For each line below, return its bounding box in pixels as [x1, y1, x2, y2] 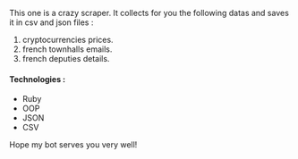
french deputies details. [21, 54, 110, 63]
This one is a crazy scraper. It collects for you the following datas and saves [9, 8, 289, 18]
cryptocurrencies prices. [21, 35, 114, 45]
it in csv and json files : [9, 17, 94, 28]
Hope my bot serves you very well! [9, 139, 138, 150]
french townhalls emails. [21, 44, 113, 54]
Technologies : [9, 73, 66, 84]
